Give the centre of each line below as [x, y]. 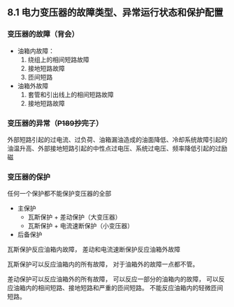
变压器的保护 [29, 177]
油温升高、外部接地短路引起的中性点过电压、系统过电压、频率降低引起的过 [114, 148]
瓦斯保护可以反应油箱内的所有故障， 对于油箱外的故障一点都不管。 [103, 264]
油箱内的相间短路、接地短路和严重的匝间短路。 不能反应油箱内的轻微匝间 [118, 288]
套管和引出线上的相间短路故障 [71, 94]
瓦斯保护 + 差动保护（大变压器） [74, 217]
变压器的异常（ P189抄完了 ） [55, 123]
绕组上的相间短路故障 [58, 59]
